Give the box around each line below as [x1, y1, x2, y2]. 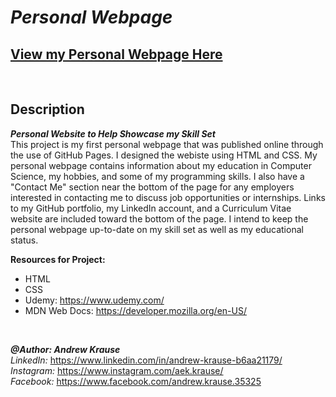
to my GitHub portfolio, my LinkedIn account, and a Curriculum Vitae [10, 202, 292, 214]
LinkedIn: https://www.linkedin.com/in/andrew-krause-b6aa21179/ [10, 354, 283, 366]
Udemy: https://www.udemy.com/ [24, 294, 165, 306]
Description [10, 101, 85, 118]
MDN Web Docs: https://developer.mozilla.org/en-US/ [24, 304, 247, 316]
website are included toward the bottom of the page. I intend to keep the [10, 212, 309, 225]
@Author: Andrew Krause [10, 343, 121, 355]
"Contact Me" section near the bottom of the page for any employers [10, 181, 295, 193]
